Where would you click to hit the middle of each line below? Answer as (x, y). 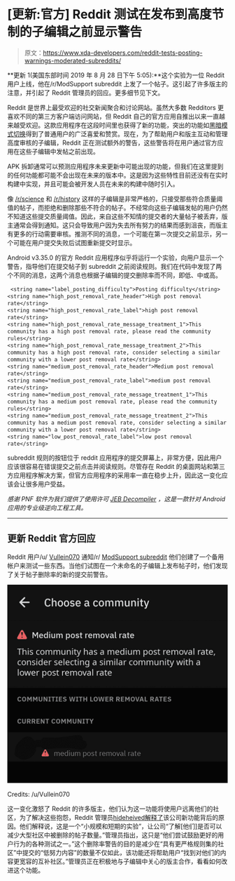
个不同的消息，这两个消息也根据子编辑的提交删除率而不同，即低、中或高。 (114, 275)
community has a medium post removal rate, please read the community (112, 402)
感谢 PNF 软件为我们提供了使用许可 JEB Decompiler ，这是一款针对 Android (116, 498)
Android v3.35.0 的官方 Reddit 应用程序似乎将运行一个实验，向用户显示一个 (115, 258)
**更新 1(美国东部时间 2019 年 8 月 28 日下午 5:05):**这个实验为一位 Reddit (116, 75)
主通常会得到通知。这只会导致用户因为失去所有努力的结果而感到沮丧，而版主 (117, 225)
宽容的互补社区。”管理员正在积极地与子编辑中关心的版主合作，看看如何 (120, 861)
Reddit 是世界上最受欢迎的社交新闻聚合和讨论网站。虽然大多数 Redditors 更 (115, 107)
